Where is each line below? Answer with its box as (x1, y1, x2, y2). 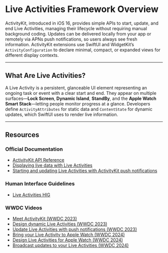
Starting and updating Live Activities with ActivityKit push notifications (12, 168, 157, 174)
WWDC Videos (5, 204, 42, 211)
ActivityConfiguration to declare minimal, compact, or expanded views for (5, 47, 161, 53)
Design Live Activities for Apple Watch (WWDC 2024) (12, 237, 123, 243)
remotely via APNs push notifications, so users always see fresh (5, 36, 137, 42)
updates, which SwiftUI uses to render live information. (5, 111, 118, 117)
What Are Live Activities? (5, 71, 86, 80)
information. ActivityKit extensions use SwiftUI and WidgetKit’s (5, 41, 134, 47)
